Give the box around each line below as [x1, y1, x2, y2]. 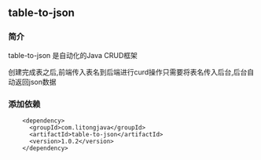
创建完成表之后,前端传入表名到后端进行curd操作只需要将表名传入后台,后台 [8, 67, 248, 77]
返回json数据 [14, 77, 57, 86]
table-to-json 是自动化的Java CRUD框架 [8, 50, 138, 60]
